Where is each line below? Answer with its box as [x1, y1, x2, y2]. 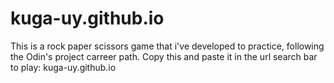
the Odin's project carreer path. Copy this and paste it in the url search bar [10, 50, 318, 62]
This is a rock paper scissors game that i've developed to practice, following [10, 40, 325, 52]
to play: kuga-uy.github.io [10, 61, 117, 73]
